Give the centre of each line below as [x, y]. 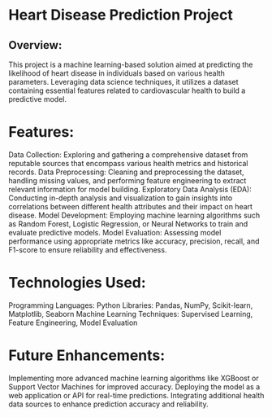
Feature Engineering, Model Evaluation [73, 323]
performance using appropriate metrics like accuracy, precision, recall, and [134, 241]
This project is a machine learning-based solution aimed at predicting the [131, 64]
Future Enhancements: [87, 356]
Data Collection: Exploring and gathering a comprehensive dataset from [128, 154]
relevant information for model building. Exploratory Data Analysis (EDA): [130, 189]
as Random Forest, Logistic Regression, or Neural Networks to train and [128, 224]
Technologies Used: [77, 283]
